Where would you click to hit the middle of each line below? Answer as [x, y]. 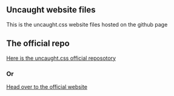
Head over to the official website [47, 86]
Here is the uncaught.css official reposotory [61, 58]
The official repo [38, 44]
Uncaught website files [51, 10]
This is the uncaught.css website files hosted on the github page [87, 24]
